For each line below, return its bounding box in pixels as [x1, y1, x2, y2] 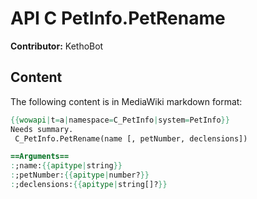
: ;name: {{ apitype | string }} [10, 161, 123, 171]
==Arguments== [10, 152, 70, 162]
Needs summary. [10, 124, 74, 134]
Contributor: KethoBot [10, 40, 104, 52]
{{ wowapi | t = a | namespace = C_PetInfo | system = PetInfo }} [10, 115, 230, 125]
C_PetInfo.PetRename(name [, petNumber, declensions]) [14, 133, 248, 144]
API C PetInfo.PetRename [10, 7, 226, 30]
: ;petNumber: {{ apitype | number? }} [10, 170, 150, 181]
